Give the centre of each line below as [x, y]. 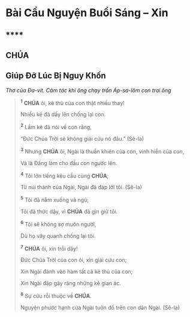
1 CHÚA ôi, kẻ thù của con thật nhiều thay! [72, 102]
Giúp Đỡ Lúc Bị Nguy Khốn [56, 76]
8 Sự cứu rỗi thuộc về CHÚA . [56, 295]
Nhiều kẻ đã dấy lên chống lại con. [63, 115]
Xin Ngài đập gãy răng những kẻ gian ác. [70, 283]
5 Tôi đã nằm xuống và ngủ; [55, 199]
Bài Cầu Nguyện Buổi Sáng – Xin [87, 13]
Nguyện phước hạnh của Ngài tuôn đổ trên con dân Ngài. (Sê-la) [100, 308]
